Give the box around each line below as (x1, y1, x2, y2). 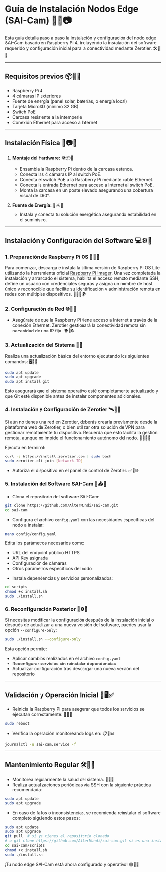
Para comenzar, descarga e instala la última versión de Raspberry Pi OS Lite (5, 265, 160, 271)
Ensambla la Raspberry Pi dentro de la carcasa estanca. (19, 166, 133, 172)
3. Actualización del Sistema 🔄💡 (5, 342, 83, 349)
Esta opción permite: (5, 646, 47, 652)
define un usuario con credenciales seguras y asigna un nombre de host (5, 281, 153, 287)
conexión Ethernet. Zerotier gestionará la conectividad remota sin (12, 322, 146, 328)
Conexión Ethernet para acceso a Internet (12, 119, 98, 125)
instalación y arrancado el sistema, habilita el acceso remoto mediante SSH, (5, 275, 160, 281)
